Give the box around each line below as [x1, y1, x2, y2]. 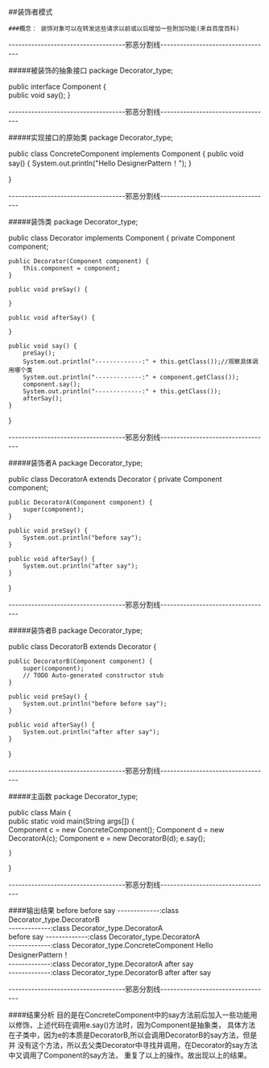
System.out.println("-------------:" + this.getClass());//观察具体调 [23, 358, 259, 366]
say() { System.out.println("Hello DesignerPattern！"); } [8, 158, 192, 168]
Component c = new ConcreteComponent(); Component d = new [8, 825, 225, 834]
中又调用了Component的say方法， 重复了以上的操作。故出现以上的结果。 [8, 1050, 251, 1060]
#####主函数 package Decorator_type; [8, 792, 139, 801]
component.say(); [23, 380, 81, 388]
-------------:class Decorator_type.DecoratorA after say [8, 959, 194, 969]
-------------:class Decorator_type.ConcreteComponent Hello [8, 940, 213, 950]
